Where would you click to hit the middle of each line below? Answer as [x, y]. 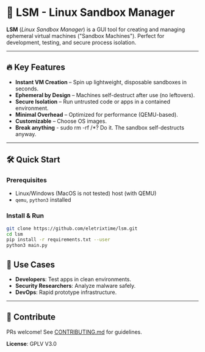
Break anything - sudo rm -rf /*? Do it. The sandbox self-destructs [100, 127]
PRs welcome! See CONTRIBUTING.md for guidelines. [74, 332]
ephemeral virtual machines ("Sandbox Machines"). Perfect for [85, 35]
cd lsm [15, 234]
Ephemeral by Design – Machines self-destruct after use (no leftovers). [105, 95]
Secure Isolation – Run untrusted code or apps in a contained [93, 101]
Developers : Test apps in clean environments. [73, 279]
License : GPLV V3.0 [31, 343]
